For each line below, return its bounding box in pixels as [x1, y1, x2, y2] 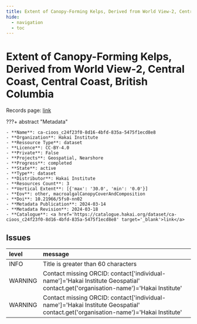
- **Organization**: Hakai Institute [6, 135, 98, 141]
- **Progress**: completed [6, 161, 72, 166]
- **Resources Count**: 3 [6, 181, 69, 187]
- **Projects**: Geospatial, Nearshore [6, 155, 104, 161]
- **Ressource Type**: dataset [6, 140, 83, 146]
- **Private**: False [6, 150, 59, 156]
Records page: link [6, 107, 52, 114]
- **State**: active [6, 165, 57, 172]
